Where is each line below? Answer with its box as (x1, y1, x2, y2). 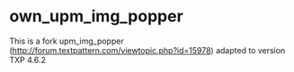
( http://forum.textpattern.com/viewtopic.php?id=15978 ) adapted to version (9, 44, 286, 55)
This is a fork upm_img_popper (9, 36, 124, 46)
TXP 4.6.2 (9, 54, 47, 65)
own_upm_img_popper (9, 6, 184, 27)
